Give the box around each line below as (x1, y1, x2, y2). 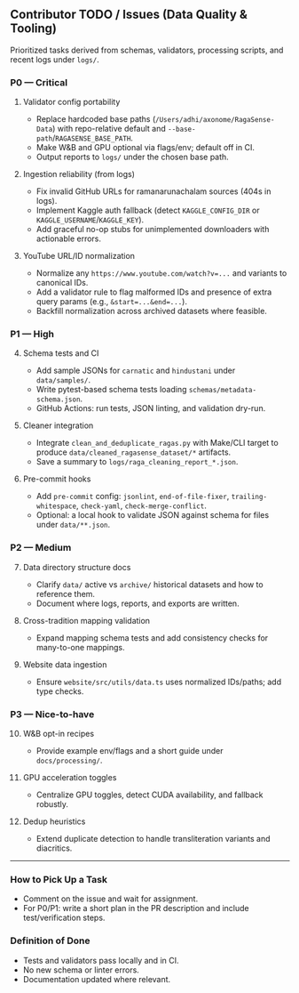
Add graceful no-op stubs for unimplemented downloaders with (35, 224, 270, 235)
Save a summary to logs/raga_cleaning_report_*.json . (35, 456, 239, 467)
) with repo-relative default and (52, 124, 167, 134)
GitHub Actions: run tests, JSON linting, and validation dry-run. (35, 403, 266, 414)
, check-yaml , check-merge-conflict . (75, 500, 207, 511)
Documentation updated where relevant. (22, 973, 171, 984)
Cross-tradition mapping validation (22, 615, 150, 626)
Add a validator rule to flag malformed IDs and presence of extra (35, 287, 272, 297)
